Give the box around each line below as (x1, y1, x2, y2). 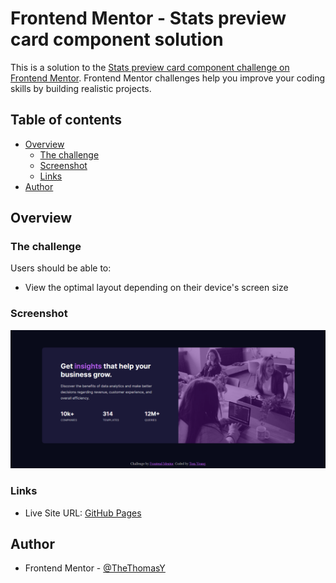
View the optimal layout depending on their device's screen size (24, 282, 289, 294)
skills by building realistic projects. (10, 82, 152, 94)
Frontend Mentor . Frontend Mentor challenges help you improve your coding (10, 72, 326, 84)
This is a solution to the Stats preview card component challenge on (10, 61, 290, 73)
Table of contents (10, 112, 122, 129)
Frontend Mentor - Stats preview (10, 7, 287, 30)
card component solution (10, 28, 224, 51)
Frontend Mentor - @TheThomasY (24, 562, 166, 574)
